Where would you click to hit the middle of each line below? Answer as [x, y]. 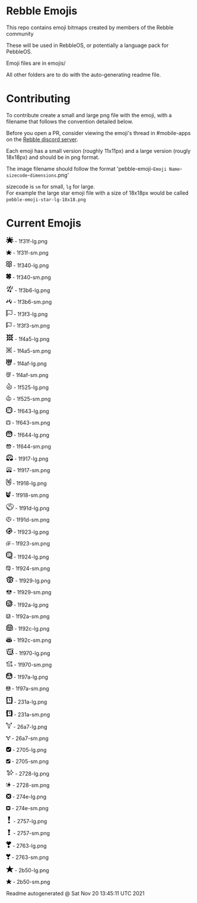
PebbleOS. [19, 51]
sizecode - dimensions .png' [38, 175]
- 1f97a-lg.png [31, 677]
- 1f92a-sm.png [31, 616]
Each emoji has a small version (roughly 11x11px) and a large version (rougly [99, 150]
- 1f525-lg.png [31, 387]
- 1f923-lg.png [31, 532]
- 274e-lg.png [29, 797]
